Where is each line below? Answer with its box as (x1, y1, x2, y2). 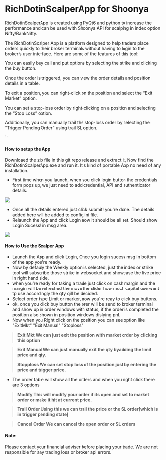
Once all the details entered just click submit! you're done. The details (12, 207, 155, 213)
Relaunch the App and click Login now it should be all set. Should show (12, 217, 158, 223)
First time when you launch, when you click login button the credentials (12, 177, 158, 183)
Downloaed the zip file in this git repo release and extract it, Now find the (5, 157, 154, 163)
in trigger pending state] (17, 411, 69, 417)
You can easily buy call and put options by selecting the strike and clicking (5, 60, 157, 66)
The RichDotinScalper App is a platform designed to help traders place (5, 40, 149, 46)
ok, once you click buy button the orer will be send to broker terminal (12, 301, 153, 307)
